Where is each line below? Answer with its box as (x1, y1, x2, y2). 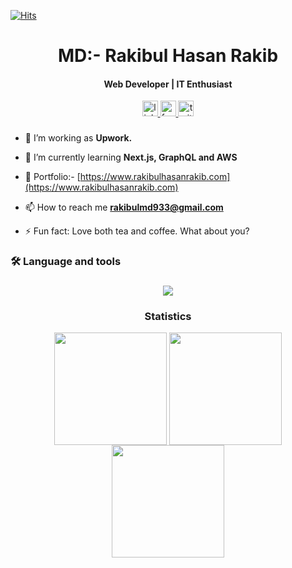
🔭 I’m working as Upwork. (24, 132, 133, 144)
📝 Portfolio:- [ (24, 171, 81, 183)
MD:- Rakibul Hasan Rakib (57, 45, 279, 67)
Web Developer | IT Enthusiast (103, 78, 233, 90)
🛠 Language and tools (10, 255, 122, 269)
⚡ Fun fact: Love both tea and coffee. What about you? (24, 225, 250, 237)
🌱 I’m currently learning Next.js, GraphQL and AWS (24, 151, 238, 164)
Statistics (144, 310, 192, 324)
